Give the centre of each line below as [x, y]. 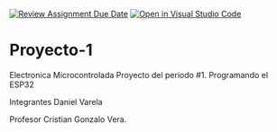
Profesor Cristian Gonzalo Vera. [68, 119]
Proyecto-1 [51, 50]
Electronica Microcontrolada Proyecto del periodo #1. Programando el [139, 75]
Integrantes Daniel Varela [56, 101]
